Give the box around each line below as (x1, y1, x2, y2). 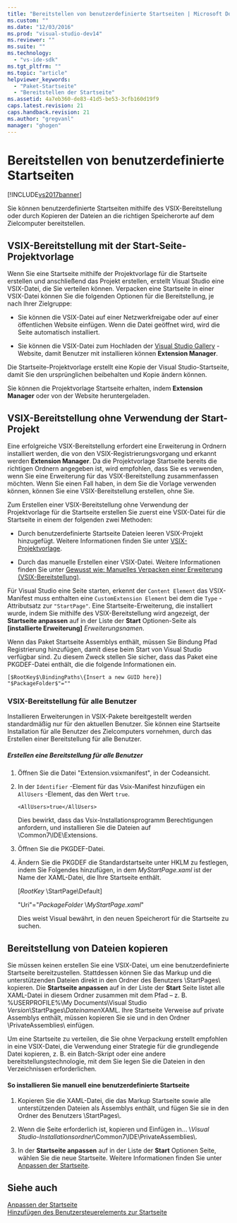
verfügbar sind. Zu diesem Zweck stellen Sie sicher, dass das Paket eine (7, 653, 218, 661)
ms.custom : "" (7, 17, 49, 24)
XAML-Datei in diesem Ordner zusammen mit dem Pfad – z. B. (7, 991, 188, 999)
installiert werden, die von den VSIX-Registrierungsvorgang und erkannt (7, 450, 217, 458)
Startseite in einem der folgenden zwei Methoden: (7, 516, 153, 524)
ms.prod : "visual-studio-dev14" (7, 30, 102, 37)
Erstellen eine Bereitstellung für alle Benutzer (7, 751, 143, 759)
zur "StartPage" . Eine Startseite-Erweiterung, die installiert (42, 601, 213, 610)
